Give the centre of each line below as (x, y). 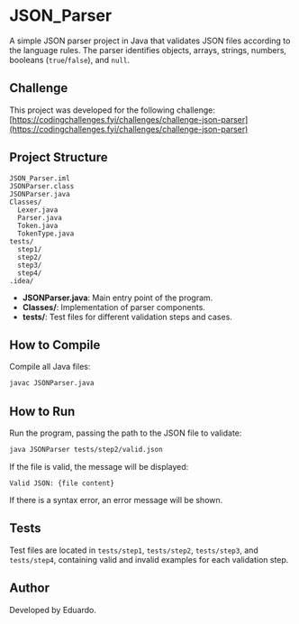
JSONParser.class (42, 186)
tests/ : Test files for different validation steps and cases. (127, 317)
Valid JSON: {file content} (62, 483)
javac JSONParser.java (52, 383)
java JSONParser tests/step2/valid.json (86, 450)
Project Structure (59, 157)
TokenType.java (46, 234)
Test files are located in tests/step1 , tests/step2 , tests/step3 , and (134, 550)
